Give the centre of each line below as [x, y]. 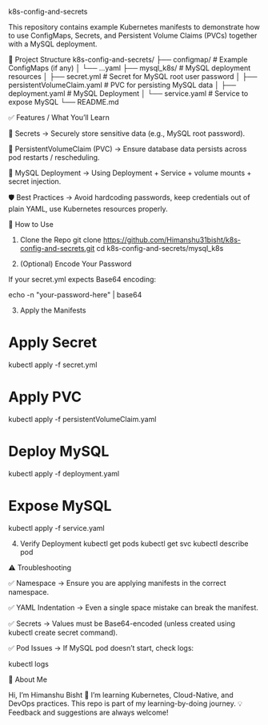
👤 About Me [28, 679]
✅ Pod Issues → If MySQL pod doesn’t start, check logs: [101, 647]
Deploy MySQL [59, 452]
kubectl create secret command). [63, 632]
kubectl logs [29, 663]
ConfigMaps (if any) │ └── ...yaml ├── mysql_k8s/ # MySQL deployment [130, 68]
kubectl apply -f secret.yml [53, 364]
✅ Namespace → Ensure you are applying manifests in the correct [117, 583]
